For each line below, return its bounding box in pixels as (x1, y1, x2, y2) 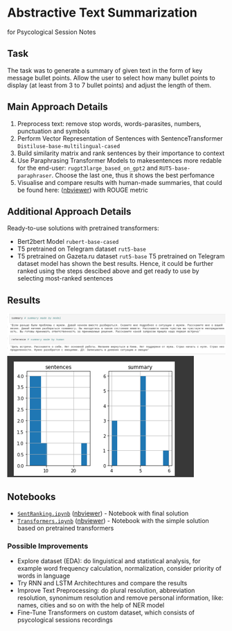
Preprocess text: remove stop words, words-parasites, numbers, (17, 119, 202, 127)
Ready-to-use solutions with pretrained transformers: (7, 224, 159, 233)
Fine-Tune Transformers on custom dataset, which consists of (17, 608, 195, 617)
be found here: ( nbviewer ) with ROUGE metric (17, 186, 149, 194)
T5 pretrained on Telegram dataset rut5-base (17, 245, 147, 254)
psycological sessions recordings (17, 616, 113, 624)
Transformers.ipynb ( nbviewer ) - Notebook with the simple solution (17, 516, 209, 524)
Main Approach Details (7, 101, 109, 113)
